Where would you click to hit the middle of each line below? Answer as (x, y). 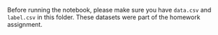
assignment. (25, 24)
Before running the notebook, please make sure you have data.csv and (109, 10)
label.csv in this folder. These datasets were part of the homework (104, 17)
